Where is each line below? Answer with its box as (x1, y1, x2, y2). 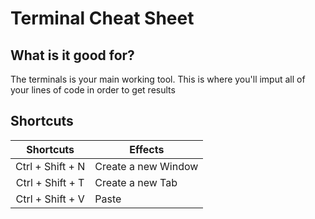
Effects (129, 142, 165, 156)
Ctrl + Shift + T (15, 175, 85, 189)
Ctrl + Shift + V (15, 192, 85, 206)
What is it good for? (10, 47, 135, 64)
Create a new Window (94, 159, 199, 173)
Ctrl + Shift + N (15, 159, 86, 173)
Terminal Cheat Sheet (10, 7, 195, 30)
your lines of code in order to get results (10, 84, 176, 96)
